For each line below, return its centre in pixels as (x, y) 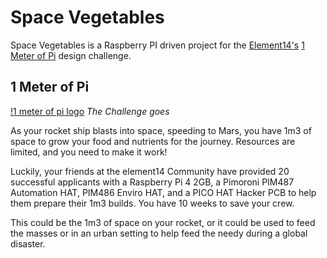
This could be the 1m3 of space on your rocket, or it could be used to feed (163, 222)
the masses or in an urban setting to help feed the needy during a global (159, 233)
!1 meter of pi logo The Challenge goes (90, 111)
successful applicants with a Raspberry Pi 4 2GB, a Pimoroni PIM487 (152, 182)
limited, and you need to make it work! (89, 152)
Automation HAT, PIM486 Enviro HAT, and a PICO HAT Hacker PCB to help (163, 192)
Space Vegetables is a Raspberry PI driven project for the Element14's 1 (157, 45)
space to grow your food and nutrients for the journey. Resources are (153, 141)
